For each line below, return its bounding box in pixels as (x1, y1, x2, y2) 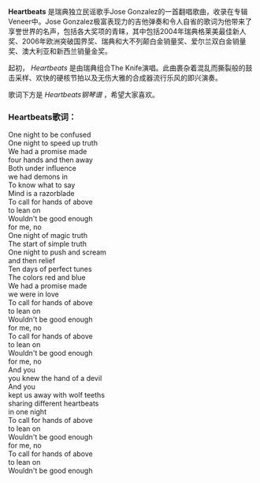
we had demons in (8, 172, 69, 182)
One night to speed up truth (8, 138, 98, 148)
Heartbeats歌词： (8, 111, 77, 123)
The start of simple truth (8, 240, 87, 249)
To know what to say (8, 180, 76, 190)
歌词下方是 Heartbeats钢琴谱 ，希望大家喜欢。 (8, 90, 160, 99)
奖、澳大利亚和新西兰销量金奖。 (8, 47, 112, 55)
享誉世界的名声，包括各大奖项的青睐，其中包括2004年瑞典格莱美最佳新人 (8, 27, 247, 36)
